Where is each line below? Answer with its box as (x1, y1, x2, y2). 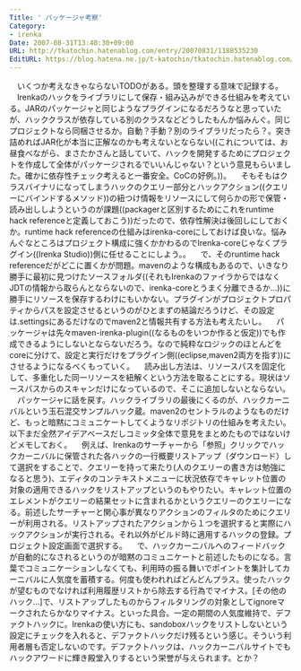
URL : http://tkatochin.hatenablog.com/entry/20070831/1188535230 (9, 47, 258, 56)
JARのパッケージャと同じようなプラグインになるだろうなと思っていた (24, 103, 282, 113)
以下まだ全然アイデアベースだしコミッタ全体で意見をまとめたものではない (9, 428, 284, 439)
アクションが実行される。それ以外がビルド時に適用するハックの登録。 (24, 529, 284, 539)
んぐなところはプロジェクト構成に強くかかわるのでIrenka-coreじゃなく (9, 238, 272, 248)
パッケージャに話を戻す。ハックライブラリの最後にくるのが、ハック (16, 395, 267, 405)
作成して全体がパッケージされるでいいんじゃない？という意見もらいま (24, 159, 284, 170)
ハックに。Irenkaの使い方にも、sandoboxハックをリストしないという (32, 619, 288, 629)
